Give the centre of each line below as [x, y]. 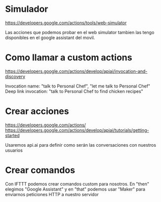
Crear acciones [37, 111]
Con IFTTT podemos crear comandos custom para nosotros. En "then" [77, 184]
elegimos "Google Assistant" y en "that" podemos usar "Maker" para [75, 189]
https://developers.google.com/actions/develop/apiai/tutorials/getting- [77, 130]
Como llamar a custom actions [69, 58]
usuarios [14, 150]
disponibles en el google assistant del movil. [50, 38]
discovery [15, 76]
